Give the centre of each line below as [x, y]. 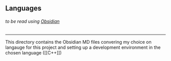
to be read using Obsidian [33, 21]
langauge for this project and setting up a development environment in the [83, 47]
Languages [23, 8]
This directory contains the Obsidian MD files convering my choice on [78, 42]
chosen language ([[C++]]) [34, 52]
